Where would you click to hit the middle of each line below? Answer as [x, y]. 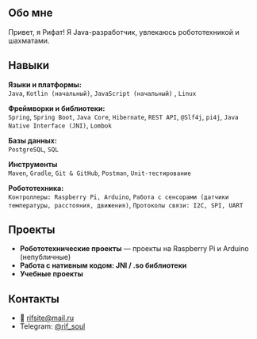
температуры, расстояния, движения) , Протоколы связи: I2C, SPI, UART [126, 204]
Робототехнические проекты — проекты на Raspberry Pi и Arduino [134, 249]
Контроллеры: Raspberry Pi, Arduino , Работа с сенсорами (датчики [119, 196]
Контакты [34, 299]
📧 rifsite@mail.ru [46, 318]
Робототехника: [36, 188]
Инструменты [33, 164]
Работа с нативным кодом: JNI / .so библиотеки [103, 265]
